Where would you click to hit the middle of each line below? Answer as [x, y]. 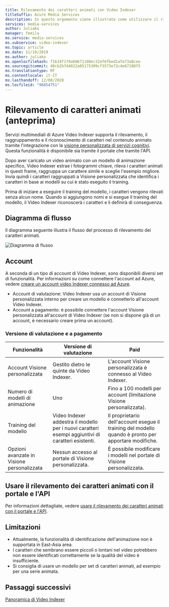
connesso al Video [130, 374]
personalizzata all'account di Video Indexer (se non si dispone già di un [86, 315]
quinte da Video [71, 371]
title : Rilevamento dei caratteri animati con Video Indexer [71, 10]
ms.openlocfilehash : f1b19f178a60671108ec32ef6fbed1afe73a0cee [73, 62]
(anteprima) [31, 120]
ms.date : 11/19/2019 [27, 52]
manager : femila [22, 33]
